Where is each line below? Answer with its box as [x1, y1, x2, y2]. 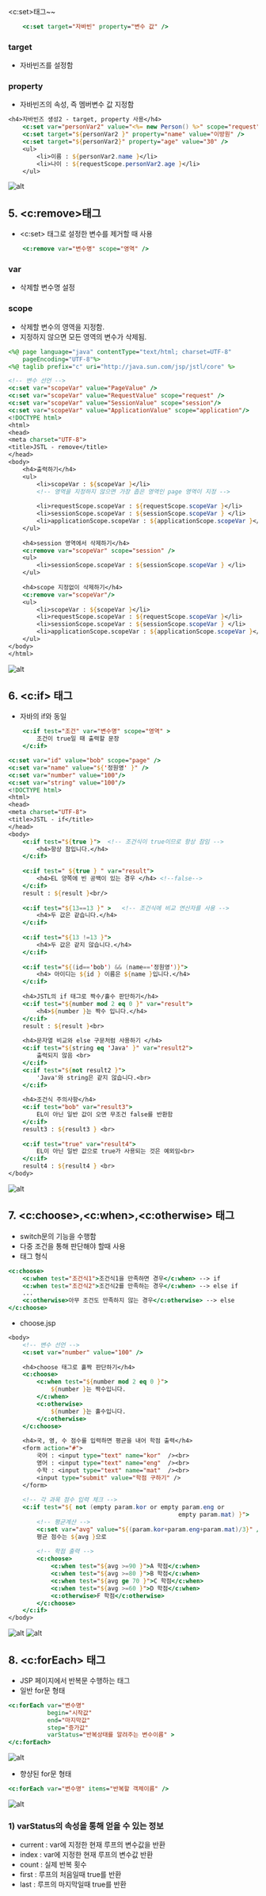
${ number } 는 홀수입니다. [50, 1407, 127, 1415]
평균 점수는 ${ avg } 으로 [36, 1533, 107, 1541]
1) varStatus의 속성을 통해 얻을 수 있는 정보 [8, 1820, 164, 1831]
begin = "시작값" [47, 1709, 93, 1717]
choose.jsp [19, 1318, 56, 1327]
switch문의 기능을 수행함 [19, 1231, 97, 1241]
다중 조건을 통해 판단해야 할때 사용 [19, 1241, 126, 1251]
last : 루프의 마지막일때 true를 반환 [19, 1879, 127, 1890]
